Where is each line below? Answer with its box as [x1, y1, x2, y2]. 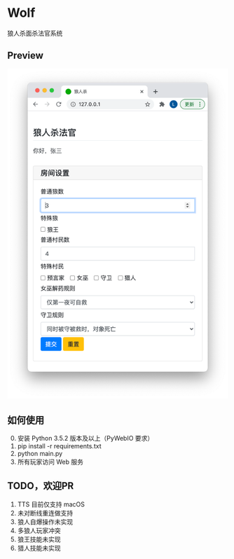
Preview [7, 50, 44, 62]
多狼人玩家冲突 [17, 526, 61, 534]
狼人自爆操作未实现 [17, 517, 74, 526]
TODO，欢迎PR [7, 480, 74, 492]
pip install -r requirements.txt [17, 442, 102, 450]
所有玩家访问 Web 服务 [17, 457, 84, 467]
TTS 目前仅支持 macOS [17, 499, 85, 509]
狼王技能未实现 [17, 534, 61, 544]
